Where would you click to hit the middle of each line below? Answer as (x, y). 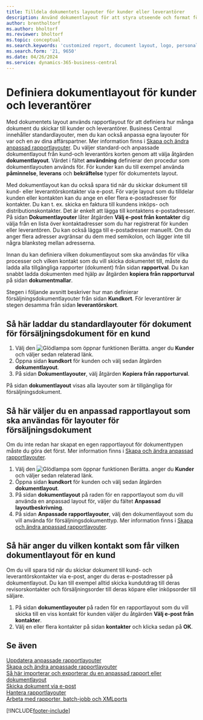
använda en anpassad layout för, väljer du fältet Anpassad (88, 501)
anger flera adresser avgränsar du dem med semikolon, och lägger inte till (98, 237)
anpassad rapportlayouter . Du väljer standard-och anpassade (83, 148)
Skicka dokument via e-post (41, 686)
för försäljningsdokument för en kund (79, 333)
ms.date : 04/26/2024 (32, 57)
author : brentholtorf (34, 23)
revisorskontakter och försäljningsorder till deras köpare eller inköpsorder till (101, 589)
